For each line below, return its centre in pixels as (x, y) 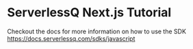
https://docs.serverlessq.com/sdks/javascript (71, 38)
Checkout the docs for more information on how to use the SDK (97, 31)
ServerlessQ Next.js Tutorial (89, 13)
